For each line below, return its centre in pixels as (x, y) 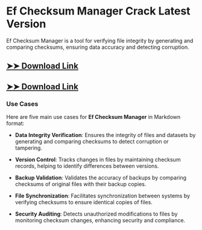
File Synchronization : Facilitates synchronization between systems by (103, 196)
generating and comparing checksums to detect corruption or (92, 142)
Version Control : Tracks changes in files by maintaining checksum (98, 160)
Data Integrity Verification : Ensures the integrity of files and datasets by (105, 135)
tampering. (28, 148)
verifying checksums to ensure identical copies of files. (84, 202)
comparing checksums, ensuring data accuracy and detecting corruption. (98, 47)
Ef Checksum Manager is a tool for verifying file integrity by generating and (100, 40)
